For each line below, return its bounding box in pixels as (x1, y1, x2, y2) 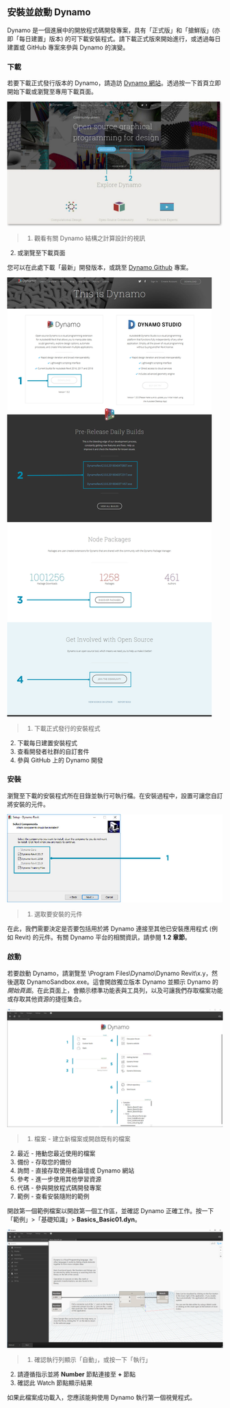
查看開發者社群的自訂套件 (16, 747, 90, 755)
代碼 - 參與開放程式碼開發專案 (16, 1184, 102, 1192)
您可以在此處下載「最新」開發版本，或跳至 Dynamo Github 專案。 (7, 263, 193, 271)
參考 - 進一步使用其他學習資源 (16, 1175, 102, 1184)
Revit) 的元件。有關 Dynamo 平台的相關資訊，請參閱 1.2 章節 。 (14, 933, 191, 941)
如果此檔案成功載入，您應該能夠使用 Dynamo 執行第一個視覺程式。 (7, 1393, 196, 1401)
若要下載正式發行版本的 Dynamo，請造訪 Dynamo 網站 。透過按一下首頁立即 (7, 79, 221, 87)
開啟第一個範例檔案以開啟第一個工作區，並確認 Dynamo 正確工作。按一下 (7, 1207, 214, 1215)
